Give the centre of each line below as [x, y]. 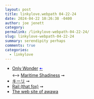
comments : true [20, 45]
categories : [17, 50]
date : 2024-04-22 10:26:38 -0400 [39, 18]
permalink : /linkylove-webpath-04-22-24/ [47, 32]
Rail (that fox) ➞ [27, 86]
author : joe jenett [25, 23]
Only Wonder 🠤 [27, 69]
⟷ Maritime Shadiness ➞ [38, 75]
